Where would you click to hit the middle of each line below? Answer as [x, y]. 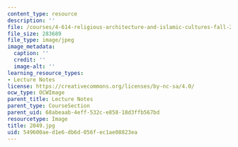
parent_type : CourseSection [49, 106]
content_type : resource [42, 14]
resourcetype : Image [38, 119]
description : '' [31, 20]
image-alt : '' [34, 66]
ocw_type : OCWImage [36, 93]
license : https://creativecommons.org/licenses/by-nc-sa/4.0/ [101, 86]
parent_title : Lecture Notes [50, 100]
